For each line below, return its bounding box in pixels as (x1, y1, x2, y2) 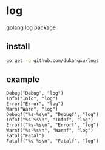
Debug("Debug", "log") (6, 90, 64, 97)
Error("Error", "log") (6, 101, 64, 107)
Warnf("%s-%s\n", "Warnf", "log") (6, 128, 94, 134)
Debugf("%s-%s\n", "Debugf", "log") (6, 112, 99, 118)
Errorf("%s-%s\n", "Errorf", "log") (6, 122, 99, 128)
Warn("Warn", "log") (6, 106, 59, 112)
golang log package (6, 24, 56, 31)
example (6, 74, 40, 85)
